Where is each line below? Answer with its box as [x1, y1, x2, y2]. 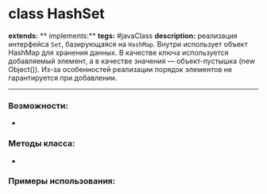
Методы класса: [8, 138, 75, 149]
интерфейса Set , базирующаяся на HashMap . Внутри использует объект [8, 39, 248, 48]
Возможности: [8, 100, 69, 111]
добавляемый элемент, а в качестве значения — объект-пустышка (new [8, 56, 256, 66]
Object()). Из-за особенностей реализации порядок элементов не [8, 64, 233, 74]
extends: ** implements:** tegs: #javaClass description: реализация [8, 31, 238, 40]
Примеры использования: [8, 176, 116, 187]
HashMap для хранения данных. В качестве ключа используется [8, 48, 229, 57]
